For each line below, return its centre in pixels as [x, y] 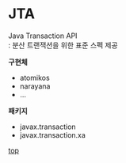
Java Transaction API [43, 36]
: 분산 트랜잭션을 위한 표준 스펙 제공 [63, 45]
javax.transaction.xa [52, 135]
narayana [35, 86]
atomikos [34, 78]
